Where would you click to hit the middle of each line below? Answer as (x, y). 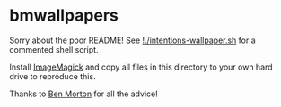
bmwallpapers (64, 16)
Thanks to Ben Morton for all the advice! (84, 94)
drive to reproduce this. (53, 76)
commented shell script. (54, 49)
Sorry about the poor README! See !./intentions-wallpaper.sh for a (132, 40)
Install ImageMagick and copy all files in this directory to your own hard (141, 67)
